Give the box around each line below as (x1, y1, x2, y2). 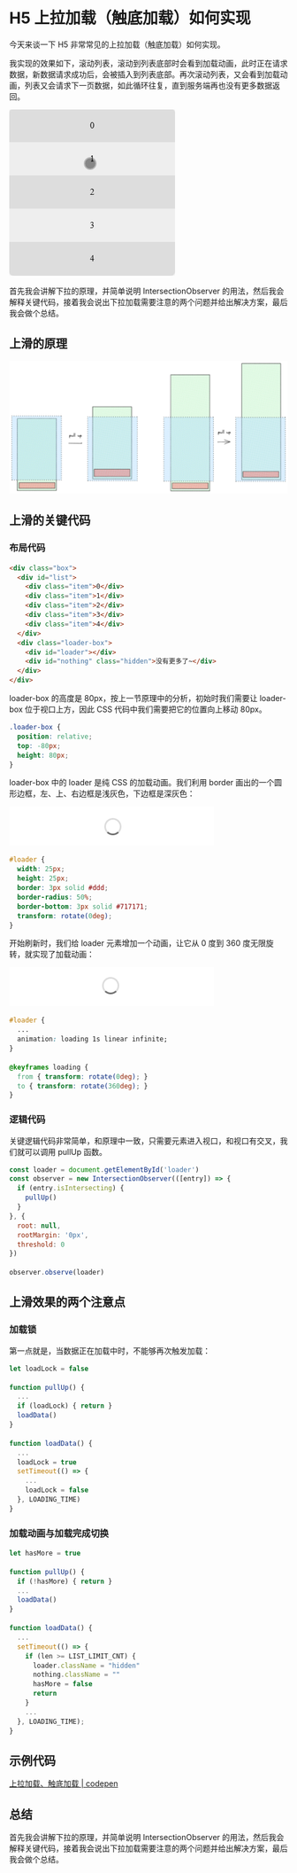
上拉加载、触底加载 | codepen (9, 1778, 118, 1789)
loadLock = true (17, 1457, 77, 1467)
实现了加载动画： (32, 949, 95, 960)
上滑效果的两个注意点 (9, 1295, 126, 1310)
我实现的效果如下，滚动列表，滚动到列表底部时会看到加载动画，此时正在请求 (9, 58, 288, 68)
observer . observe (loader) (9, 1268, 104, 1277)
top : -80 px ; (17, 741, 62, 750)
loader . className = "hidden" (32, 1661, 141, 1670)
